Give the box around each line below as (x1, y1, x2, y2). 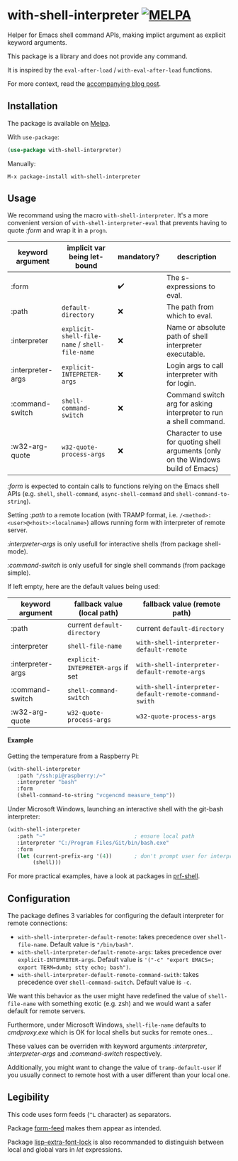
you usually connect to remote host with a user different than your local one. (7, 1071, 230, 1079)
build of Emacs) (166, 464, 219, 474)
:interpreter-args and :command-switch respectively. (7, 1049, 162, 1058)
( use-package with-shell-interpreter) (7, 146, 122, 153)
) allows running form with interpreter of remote (86, 519, 225, 527)
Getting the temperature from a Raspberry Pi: (7, 752, 140, 760)
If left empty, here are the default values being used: (7, 583, 161, 591)
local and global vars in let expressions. (7, 1145, 123, 1154)
